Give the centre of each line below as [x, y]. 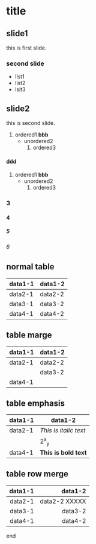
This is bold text [63, 452]
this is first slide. [26, 48]
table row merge [37, 474]
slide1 [17, 34]
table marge [29, 335]
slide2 [18, 108]
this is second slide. [31, 123]
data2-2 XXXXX [63, 501]
